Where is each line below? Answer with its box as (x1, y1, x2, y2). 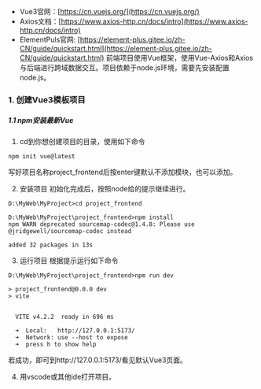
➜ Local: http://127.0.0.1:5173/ (15, 326, 135, 335)
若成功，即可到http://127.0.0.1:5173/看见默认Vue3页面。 (8, 355, 187, 365)
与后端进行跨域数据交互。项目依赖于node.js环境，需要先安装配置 (19, 63, 230, 72)
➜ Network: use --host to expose (15, 333, 128, 341)
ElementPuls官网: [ (19, 35, 81, 44)
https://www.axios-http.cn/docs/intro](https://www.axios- (61, 17, 249, 26)
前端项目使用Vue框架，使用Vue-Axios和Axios (105, 54, 254, 62)
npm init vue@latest (8, 152, 76, 160)
